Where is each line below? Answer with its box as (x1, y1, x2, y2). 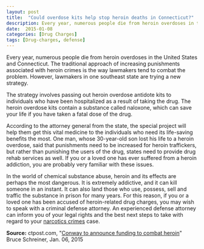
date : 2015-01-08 (6, 25, 53, 32)
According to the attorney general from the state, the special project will (6, 122, 186, 129)
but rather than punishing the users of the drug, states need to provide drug (6, 148, 196, 155)
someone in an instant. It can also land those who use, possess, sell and (6, 185, 187, 193)
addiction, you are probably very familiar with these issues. (6, 161, 154, 168)
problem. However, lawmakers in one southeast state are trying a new (6, 73, 181, 80)
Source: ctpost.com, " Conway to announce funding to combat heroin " (6, 230, 182, 236)
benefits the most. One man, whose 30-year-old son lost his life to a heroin (6, 135, 194, 142)
